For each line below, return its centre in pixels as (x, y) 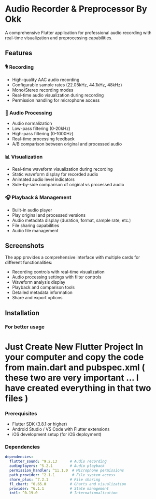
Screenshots (25, 246)
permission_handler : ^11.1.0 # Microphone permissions (67, 471)
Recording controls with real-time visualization (58, 272)
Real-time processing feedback (43, 139)
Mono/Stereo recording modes (43, 90)
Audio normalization (32, 123)
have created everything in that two (78, 388)
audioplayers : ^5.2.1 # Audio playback (57, 466)
